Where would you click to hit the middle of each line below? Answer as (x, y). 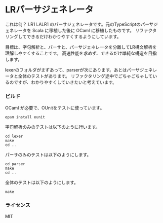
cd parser (15, 164)
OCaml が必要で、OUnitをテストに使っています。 (55, 108)
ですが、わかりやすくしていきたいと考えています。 (65, 82)
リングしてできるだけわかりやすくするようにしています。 (63, 37)
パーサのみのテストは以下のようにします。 (48, 155)
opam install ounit (25, 117)
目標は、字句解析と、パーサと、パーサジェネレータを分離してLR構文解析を (81, 47)
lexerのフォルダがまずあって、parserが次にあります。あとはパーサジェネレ (81, 70)
